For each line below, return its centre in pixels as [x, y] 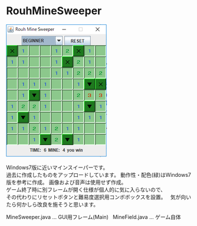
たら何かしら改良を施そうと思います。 [52, 204]
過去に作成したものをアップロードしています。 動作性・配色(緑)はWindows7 [99, 175]
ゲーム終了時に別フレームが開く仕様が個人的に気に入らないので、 [86, 189]
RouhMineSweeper [54, 11]
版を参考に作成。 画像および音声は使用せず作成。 [66, 182]
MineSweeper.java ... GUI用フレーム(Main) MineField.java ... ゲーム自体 [93, 217]
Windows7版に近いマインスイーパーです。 [57, 167]
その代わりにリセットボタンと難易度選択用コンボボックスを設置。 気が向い [99, 197]
